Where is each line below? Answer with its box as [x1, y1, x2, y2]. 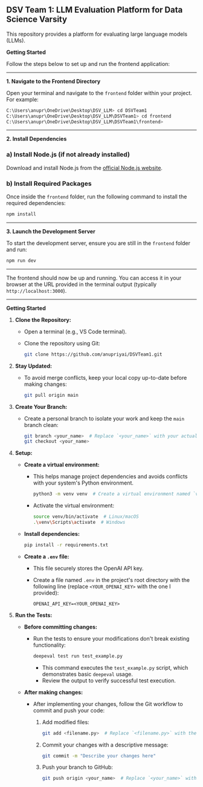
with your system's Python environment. [33, 479, 134, 486]
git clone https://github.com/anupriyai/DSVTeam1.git [24, 351, 163, 358]
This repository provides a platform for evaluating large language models [6, 30, 188, 38]
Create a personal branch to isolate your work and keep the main [24, 414, 185, 422]
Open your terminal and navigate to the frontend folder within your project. [6, 89, 192, 96]
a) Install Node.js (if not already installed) [6, 151, 130, 159]
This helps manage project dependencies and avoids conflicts [33, 473, 188, 480]
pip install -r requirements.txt [24, 541, 109, 548]
